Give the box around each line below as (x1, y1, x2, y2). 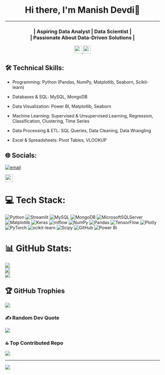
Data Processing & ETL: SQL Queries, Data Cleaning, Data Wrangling (12, 128, 151, 134)
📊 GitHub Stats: (5, 243, 72, 254)
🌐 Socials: (5, 151, 37, 160)
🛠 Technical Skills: (5, 63, 64, 72)
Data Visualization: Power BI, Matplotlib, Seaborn (12, 103, 111, 110)
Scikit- (136, 79, 149, 85)
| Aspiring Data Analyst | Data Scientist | (33, 28, 132, 35)
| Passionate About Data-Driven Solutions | (30, 34, 135, 41)
